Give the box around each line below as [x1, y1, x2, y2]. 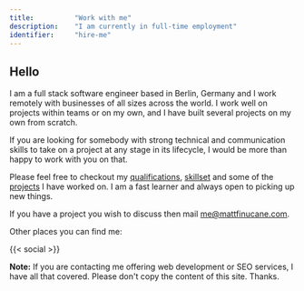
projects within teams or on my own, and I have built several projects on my [9, 107, 292, 118]
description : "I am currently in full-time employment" [9, 22, 238, 31]
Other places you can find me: [9, 226, 123, 237]
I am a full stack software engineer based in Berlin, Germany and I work [9, 88, 277, 99]
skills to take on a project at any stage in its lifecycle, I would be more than [9, 145, 288, 156]
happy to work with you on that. [9, 154, 129, 165]
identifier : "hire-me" [9, 30, 112, 39]
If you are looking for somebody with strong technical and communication [9, 135, 286, 145]
